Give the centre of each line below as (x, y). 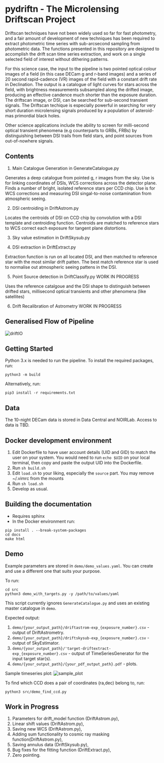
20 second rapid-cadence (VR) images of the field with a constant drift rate (81, 79)
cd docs (13, 535)
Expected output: (23, 618)
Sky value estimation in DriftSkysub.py (51, 237)
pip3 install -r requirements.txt (40, 393)
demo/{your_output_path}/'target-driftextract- (61, 649)
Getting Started (29, 349)
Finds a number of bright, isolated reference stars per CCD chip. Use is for (80, 188)
